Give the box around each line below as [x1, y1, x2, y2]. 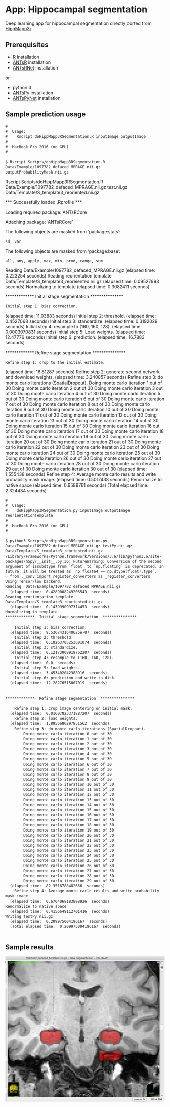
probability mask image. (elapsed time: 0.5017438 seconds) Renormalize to [5, 476, 162, 482]
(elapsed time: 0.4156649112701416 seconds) [10, 909, 110, 914]
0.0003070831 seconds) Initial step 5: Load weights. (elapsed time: [5, 329, 145, 335]
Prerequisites [5, 41, 49, 49]
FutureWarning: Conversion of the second [73, 559, 162, 564]
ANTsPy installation [12, 90, 53, 96]
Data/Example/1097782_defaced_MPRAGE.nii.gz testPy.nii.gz [5, 543, 133, 548]
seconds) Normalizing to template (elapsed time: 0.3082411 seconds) [5, 283, 150, 290]
